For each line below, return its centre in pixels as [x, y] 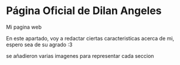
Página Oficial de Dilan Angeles [84, 11]
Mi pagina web [24, 27]
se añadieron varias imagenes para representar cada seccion [80, 56]
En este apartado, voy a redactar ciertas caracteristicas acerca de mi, [90, 38]
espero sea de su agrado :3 [39, 45]
